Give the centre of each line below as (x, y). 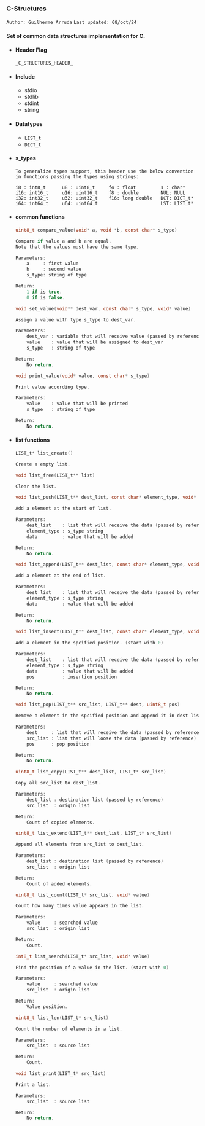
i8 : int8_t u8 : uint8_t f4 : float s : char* (100, 187)
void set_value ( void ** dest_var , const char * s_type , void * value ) (103, 308)
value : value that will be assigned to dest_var (95, 342)
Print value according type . (52, 387)
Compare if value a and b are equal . (63, 241)
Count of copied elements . (61, 822)
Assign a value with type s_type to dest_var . (76, 320)
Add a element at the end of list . (61, 576)
